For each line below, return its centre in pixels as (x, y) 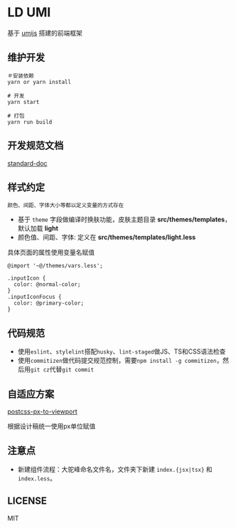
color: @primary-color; (49, 303)
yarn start (23, 102)
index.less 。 (37, 478)
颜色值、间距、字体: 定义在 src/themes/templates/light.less (107, 237)
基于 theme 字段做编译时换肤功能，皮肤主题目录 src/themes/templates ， (124, 220)
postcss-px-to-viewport (42, 411)
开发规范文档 (36, 146)
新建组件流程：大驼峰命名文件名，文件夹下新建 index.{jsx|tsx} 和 (115, 469)
